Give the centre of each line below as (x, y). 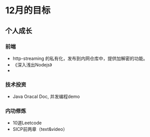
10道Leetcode (27, 123)
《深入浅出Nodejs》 (32, 64)
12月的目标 (28, 10)
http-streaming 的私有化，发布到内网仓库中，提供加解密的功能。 (80, 58)
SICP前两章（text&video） (40, 129)
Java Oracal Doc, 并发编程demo (46, 96)
